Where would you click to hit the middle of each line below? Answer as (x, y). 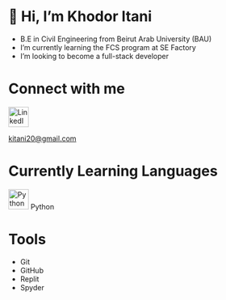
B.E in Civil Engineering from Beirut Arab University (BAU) (116, 39)
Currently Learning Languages (113, 171)
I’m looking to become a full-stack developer (94, 56)
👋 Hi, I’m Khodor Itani (80, 17)
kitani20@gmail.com (42, 138)
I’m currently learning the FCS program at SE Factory (108, 47)
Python (42, 206)
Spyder (32, 287)
